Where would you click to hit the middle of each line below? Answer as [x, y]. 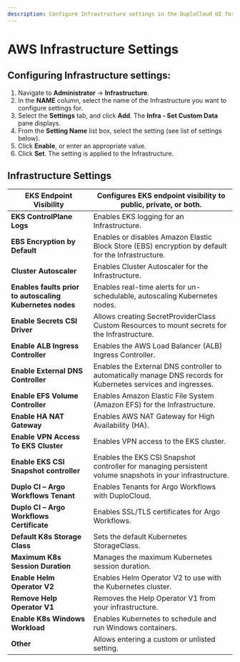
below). [29, 138]
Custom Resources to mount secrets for [160, 325]
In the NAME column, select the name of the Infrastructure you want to [122, 100]
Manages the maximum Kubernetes [153, 557]
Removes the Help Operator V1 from [154, 599]
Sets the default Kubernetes [140, 537]
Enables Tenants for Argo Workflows [155, 487]
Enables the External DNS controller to [157, 367]
